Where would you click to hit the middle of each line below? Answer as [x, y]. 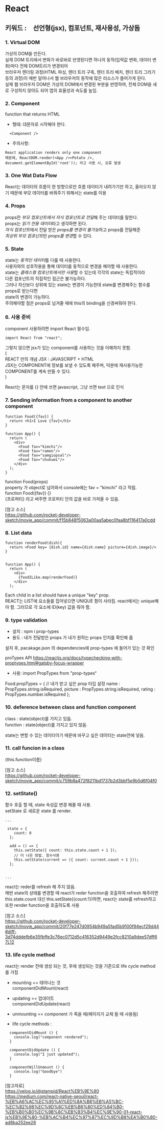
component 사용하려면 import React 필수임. [48, 329]
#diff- [11, 932]
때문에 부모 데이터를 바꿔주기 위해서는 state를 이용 [58, 193]
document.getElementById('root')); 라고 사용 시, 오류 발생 [63, 163]
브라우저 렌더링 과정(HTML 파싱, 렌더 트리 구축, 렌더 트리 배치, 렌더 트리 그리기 [80, 72]
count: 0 [23, 833]
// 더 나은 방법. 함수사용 [37, 856]
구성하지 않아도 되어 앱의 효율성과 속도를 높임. [54, 90]
